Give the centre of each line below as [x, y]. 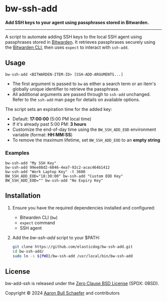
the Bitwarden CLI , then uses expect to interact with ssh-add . [67, 47]
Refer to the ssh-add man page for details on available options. [76, 100]
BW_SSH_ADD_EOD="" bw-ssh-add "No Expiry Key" [54, 181]
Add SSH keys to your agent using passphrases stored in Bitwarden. [77, 22]
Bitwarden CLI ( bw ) [39, 217]
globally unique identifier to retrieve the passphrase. [66, 89]
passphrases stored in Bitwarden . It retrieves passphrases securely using [80, 42]
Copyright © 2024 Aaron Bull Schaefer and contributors [63, 293]
